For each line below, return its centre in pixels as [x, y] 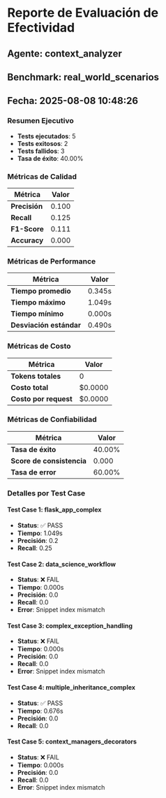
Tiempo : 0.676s [40, 711]
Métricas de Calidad [42, 176]
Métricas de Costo [39, 346]
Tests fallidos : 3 [41, 151]
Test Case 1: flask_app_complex [54, 510]
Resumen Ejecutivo [41, 121]
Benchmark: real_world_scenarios [83, 77]
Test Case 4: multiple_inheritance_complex [71, 687]
